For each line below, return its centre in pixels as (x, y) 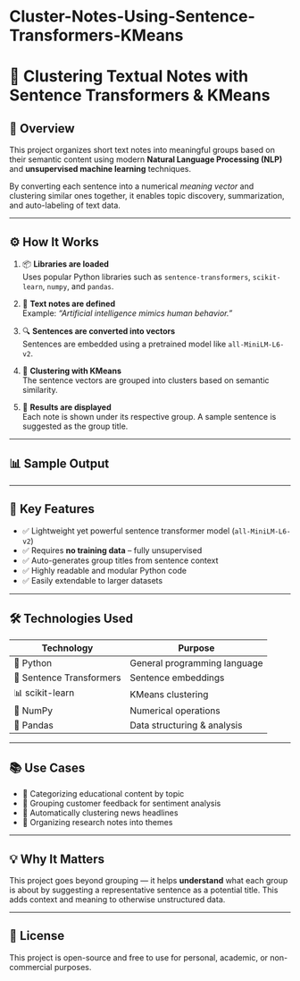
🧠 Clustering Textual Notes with (129, 77)
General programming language (196, 663)
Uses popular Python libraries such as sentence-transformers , (137, 277)
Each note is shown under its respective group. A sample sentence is (149, 417)
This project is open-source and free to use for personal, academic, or (139, 957)
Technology (67, 648)
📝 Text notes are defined (69, 303)
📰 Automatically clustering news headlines (100, 813)
